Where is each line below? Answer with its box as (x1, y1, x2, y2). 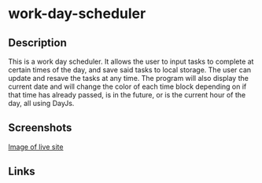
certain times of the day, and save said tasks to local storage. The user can (8, 65, 252, 75)
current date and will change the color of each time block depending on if (8, 82, 247, 91)
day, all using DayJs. (8, 99, 75, 108)
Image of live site (8, 142, 64, 152)
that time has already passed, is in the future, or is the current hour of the (8, 90, 246, 99)
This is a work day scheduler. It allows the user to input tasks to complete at (8, 57, 254, 66)
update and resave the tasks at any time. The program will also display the (8, 74, 249, 82)
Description (8, 36, 67, 49)
